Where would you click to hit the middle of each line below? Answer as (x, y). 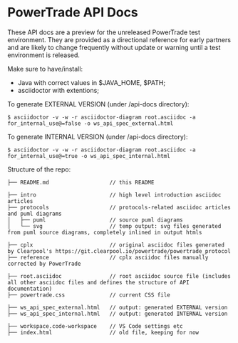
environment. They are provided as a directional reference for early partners (119, 39)
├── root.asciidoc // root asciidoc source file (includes (119, 276)
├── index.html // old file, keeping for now (103, 332)
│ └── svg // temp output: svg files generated (114, 226)
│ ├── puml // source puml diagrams (95, 220)
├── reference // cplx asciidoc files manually (108, 257)
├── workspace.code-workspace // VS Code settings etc (95, 326)
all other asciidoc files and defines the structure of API (99, 282)
